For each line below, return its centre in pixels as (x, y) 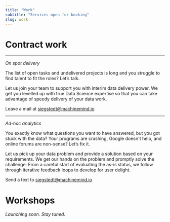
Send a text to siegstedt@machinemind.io (49, 180)
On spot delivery (23, 63)
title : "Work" (20, 10)
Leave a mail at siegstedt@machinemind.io (50, 109)
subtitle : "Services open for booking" (47, 15)
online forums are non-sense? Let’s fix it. (48, 144)
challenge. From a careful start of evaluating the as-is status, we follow (79, 165)
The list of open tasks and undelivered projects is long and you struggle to (83, 73)
